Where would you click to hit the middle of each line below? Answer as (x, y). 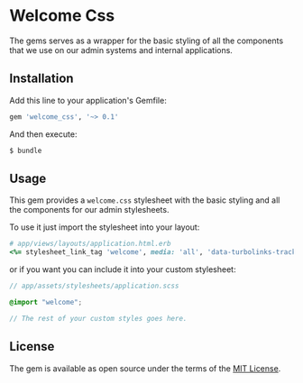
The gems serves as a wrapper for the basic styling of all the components (147, 41)
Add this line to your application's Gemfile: (88, 100)
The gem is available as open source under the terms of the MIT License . (145, 368)
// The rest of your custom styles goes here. (98, 318)
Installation (41, 79)
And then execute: (43, 134)
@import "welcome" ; (46, 302)
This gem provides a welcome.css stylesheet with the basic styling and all (145, 200)
